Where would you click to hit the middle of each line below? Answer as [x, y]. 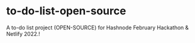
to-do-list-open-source [66, 11]
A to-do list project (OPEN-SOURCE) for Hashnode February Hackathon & [97, 27]
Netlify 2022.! [23, 33]
